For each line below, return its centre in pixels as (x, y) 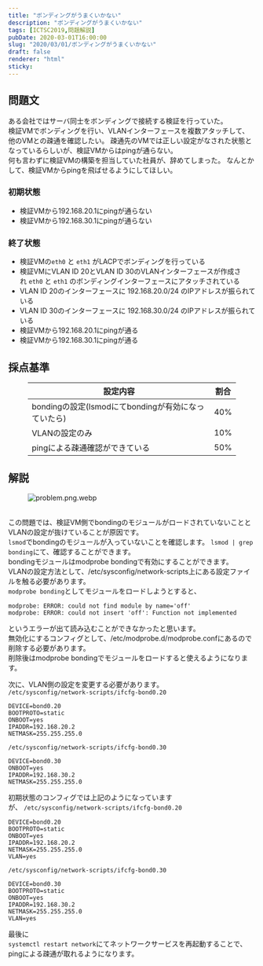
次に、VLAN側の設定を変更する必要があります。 (86, 684)
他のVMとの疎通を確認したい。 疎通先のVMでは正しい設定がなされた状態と (130, 140)
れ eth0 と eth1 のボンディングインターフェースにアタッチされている (130, 281)
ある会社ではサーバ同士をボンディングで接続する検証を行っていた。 (118, 121)
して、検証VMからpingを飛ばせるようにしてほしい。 (93, 170)
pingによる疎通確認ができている (91, 447)
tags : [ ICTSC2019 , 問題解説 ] (52, 30)
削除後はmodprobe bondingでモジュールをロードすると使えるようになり (125, 658)
